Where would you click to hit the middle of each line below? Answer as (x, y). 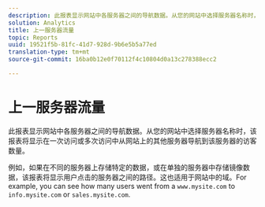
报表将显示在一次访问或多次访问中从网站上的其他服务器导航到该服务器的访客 (132, 140)
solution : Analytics (42, 23)
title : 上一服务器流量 (41, 30)
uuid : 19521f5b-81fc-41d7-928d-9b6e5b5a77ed (82, 45)
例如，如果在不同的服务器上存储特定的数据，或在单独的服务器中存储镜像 (125, 167)
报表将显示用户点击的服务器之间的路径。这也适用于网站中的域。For (138, 177)
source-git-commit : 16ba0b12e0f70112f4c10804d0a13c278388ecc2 (112, 60)
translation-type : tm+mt (49, 52)
